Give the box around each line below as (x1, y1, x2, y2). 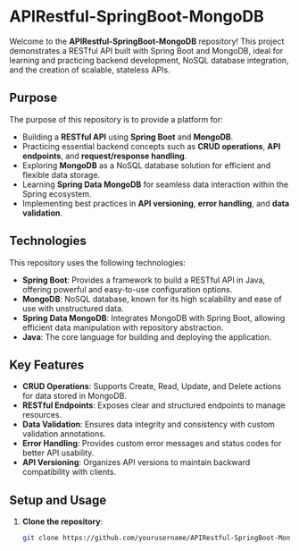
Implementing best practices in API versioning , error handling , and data (21, 198, 290, 208)
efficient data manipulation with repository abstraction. (21, 322, 224, 333)
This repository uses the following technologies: (9, 257, 186, 267)
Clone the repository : (21, 516, 104, 527)
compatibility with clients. (21, 467, 117, 478)
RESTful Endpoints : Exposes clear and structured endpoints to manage (21, 400, 286, 411)
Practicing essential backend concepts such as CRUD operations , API (21, 140, 281, 151)
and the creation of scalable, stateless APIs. (9, 64, 171, 75)
